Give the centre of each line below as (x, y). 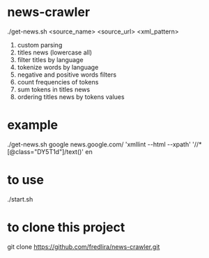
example (33, 125)
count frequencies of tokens (58, 82)
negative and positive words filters (67, 75)
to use (25, 180)
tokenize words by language (58, 67)
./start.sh (20, 199)
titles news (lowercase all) (55, 52)
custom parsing (40, 45)
